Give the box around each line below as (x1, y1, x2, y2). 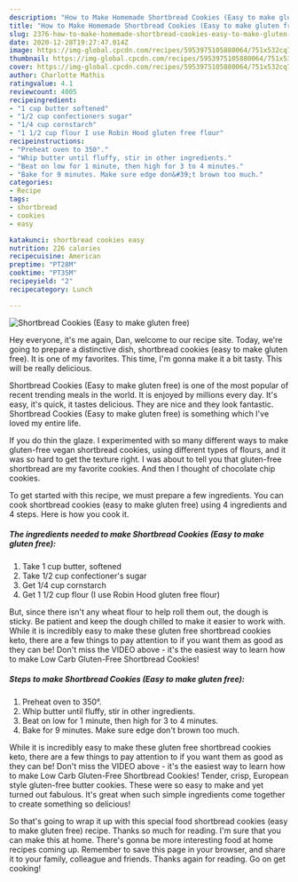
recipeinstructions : (9, 137, 86, 146)
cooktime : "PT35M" (9, 268, 77, 278)
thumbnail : (9, 54, 50, 63)
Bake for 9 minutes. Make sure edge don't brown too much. (21, 725, 240, 735)
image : (9, 46, 34, 55)
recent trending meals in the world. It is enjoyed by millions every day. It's (9, 389, 278, 400)
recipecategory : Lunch (9, 285, 93, 294)
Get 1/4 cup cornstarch (21, 579, 106, 591)
